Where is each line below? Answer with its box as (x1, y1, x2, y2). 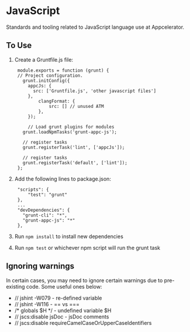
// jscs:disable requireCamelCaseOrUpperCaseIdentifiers (14, 319, 152, 326)
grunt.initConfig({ (22, 77, 70, 83)
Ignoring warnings (6, 261, 75, 271)
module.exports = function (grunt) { (17, 67, 109, 73)
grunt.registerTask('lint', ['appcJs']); (22, 144, 125, 150)
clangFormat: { (38, 98, 75, 104)
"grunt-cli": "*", (22, 212, 67, 218)
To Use (6, 40, 32, 50)
